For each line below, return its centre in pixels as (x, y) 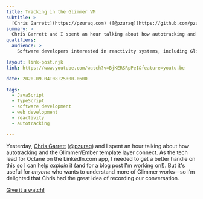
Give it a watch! (26, 190)
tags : (13, 90)
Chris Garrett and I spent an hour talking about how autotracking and (104, 34)
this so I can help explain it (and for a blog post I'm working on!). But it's (96, 165)
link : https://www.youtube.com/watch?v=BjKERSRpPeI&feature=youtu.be (96, 68)
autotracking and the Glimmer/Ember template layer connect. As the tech (97, 152)
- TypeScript (28, 101)
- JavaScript (28, 95)
